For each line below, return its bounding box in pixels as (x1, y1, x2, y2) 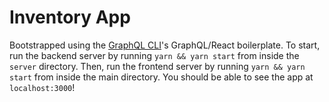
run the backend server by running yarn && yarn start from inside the (9, 49, 300, 61)
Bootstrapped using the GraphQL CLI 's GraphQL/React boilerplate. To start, (9, 39, 321, 51)
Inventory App (9, 6, 131, 29)
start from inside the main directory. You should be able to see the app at (9, 71, 314, 83)
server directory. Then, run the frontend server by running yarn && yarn (9, 60, 306, 72)
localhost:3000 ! (9, 81, 76, 93)
